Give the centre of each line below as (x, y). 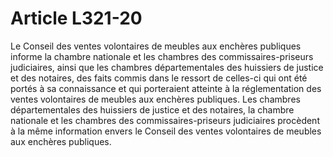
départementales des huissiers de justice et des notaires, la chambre (152, 109)
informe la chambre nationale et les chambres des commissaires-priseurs (162, 56)
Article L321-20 (76, 18)
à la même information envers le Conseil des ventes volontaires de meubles (166, 131)
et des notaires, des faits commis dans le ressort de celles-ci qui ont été (159, 78)
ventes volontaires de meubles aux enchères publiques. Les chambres (155, 99)
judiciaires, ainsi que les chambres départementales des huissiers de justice (167, 67)
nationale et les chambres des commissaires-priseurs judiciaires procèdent (165, 120)
